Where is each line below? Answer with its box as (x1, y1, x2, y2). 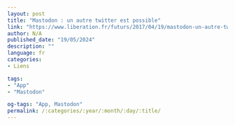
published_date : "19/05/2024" (7, 37, 96, 44)
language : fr (7, 50, 45, 57)
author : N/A (7, 29, 42, 37)
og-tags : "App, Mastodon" (7, 101, 83, 108)
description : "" (7, 43, 55, 50)
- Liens (7, 63, 30, 70)
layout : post (7, 10, 45, 18)
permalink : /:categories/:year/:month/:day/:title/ (7, 107, 161, 114)
